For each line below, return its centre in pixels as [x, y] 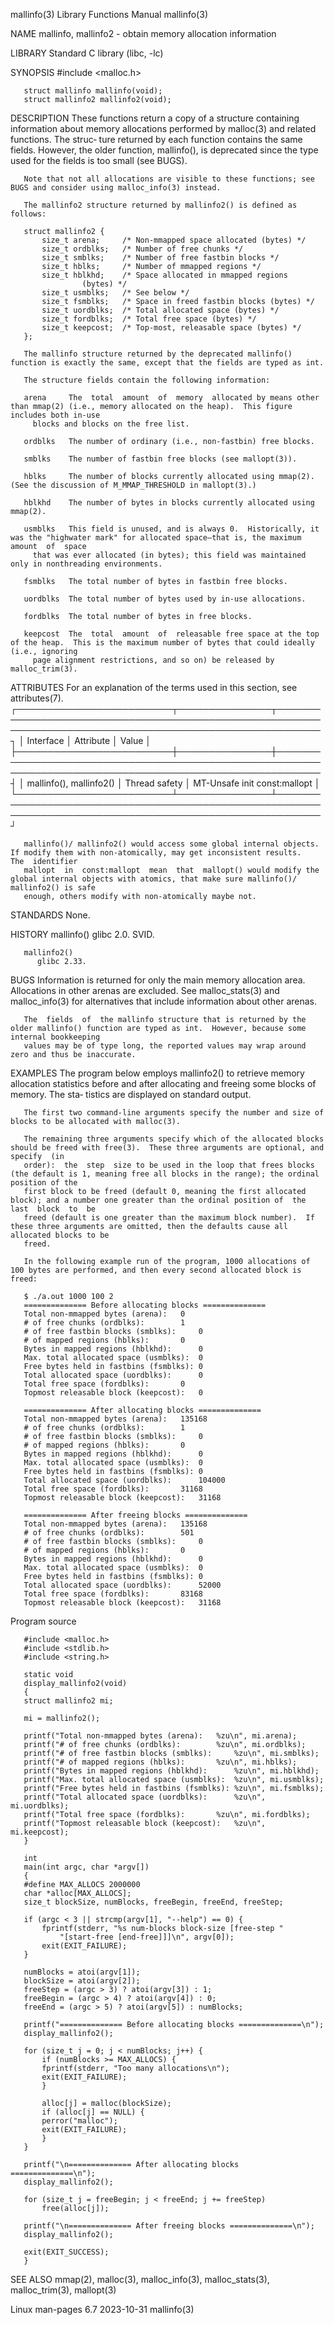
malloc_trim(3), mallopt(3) [63, 2290]
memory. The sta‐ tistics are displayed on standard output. [131, 1094]
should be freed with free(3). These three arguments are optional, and [167, 1148]
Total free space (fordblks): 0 [104, 1384]
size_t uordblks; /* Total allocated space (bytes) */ [160, 310]
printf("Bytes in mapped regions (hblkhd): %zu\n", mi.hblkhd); [171, 1771]
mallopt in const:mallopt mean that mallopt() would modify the [171, 870]
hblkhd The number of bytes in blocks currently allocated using [169, 503]
